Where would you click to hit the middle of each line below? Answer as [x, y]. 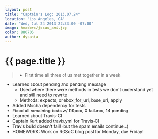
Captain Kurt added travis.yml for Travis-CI [56, 121]
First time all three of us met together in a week [72, 75]
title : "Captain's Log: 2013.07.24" [43, 14]
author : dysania [22, 37]
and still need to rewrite [44, 95]
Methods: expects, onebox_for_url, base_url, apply [71, 100]
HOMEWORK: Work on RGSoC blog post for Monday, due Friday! [78, 131]
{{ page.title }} [35, 61]
